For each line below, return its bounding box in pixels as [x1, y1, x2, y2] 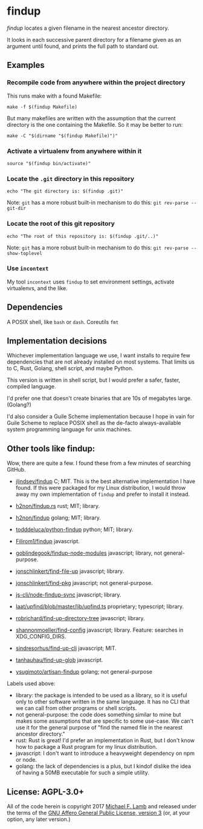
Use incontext [7, 264, 49, 272]
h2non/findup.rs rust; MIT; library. [15, 502, 100, 510]
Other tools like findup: [7, 443, 95, 453]
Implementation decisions [7, 336, 108, 347]
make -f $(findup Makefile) [7, 104, 78, 110]
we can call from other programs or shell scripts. [15, 705, 137, 712]
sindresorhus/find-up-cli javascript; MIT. [15, 645, 117, 652]
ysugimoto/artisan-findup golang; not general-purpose [15, 668, 153, 675]
